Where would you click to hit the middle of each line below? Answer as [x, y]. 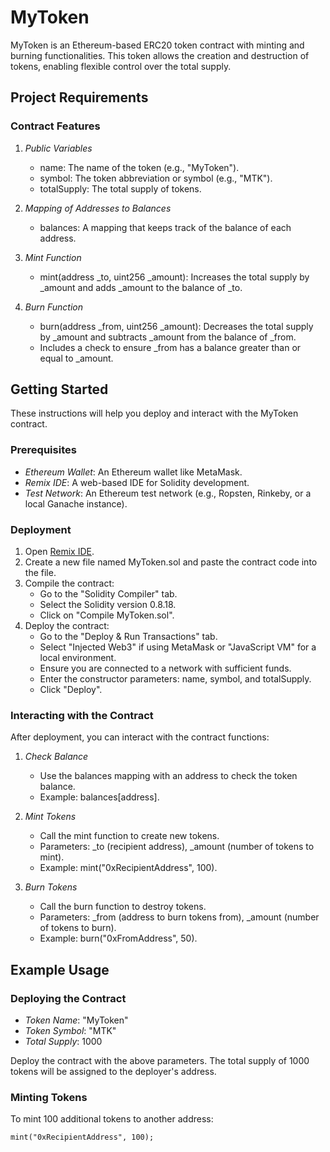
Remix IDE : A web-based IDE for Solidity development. [137, 482]
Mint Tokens [50, 817]
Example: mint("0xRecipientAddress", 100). [128, 868]
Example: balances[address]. [99, 797]
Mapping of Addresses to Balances [98, 208]
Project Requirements [79, 97]
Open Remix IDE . [59, 552]
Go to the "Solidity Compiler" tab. [108, 594]
